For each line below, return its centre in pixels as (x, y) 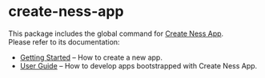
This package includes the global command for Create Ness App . (116, 33)
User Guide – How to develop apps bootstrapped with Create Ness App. (139, 65)
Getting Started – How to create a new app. (91, 57)
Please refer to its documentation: (64, 41)
